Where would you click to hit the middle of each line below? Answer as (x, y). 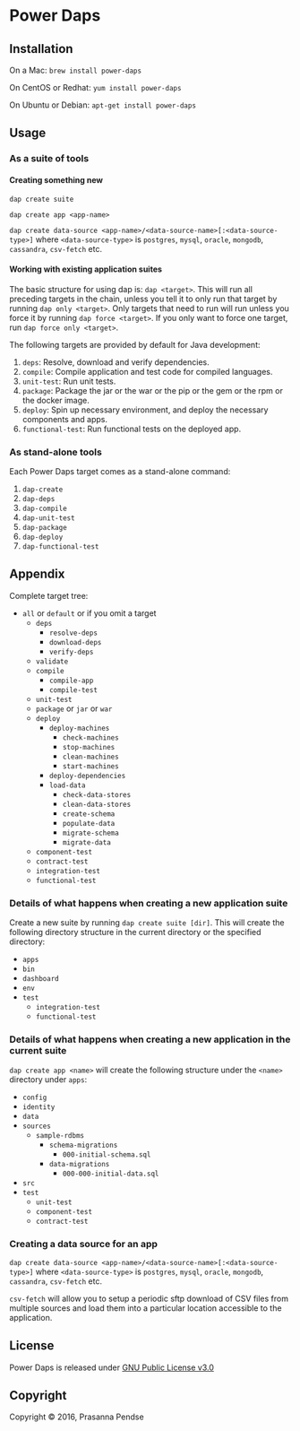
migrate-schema (90, 833)
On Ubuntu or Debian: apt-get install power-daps (103, 105)
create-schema (89, 814)
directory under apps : (48, 1080)
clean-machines (90, 757)
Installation (41, 49)
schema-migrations (83, 1145)
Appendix (37, 574)
